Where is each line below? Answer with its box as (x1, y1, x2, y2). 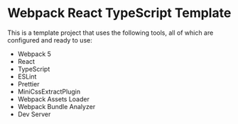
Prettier (17, 79, 40, 88)
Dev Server (17, 110, 51, 118)
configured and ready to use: (7, 35, 92, 44)
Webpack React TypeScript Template (7, 5, 232, 21)
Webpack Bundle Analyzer (17, 102, 96, 111)
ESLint (17, 72, 37, 81)
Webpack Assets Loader (17, 94, 90, 103)
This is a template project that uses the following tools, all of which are (7, 28, 214, 37)
